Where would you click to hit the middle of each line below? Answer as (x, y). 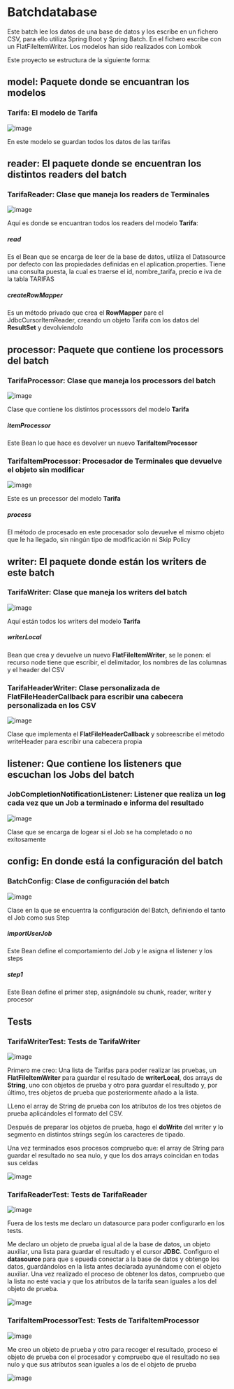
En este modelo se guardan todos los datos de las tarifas (89, 141)
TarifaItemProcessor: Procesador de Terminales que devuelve (115, 461)
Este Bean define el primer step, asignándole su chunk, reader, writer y (109, 992)
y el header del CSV (36, 669)
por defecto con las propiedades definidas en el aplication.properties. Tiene (116, 264)
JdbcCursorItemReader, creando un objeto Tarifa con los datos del (103, 320)
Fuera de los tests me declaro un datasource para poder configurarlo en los (116, 1223)
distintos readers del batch (67, 174)
